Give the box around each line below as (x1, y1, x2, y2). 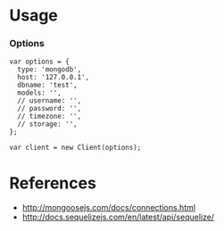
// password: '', (17, 104, 82, 113)
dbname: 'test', (17, 81, 78, 90)
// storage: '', (17, 120, 78, 129)
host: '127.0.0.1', (17, 73, 90, 82)
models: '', (17, 88, 62, 98)
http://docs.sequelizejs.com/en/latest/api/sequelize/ (21, 211, 215, 223)
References (9, 173, 96, 193)
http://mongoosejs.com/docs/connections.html (21, 202, 196, 213)
